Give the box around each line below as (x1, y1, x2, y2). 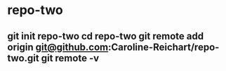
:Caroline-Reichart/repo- (107, 41, 220, 53)
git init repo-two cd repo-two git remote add (7, 30, 204, 42)
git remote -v (41, 52, 100, 64)
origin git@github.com (7, 41, 109, 53)
